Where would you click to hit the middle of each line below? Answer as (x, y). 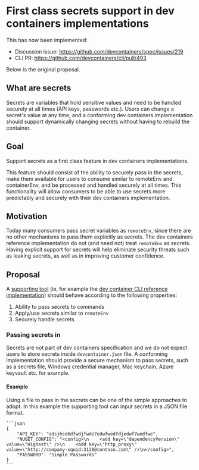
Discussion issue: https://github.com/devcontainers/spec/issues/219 (99, 51)
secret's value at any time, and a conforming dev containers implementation (99, 115)
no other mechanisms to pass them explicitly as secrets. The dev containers (99, 237)
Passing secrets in (33, 335)
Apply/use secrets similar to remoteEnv (62, 313)
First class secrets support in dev (90, 11)
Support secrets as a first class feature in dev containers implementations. (97, 161)
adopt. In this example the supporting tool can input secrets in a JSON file (97, 406)
